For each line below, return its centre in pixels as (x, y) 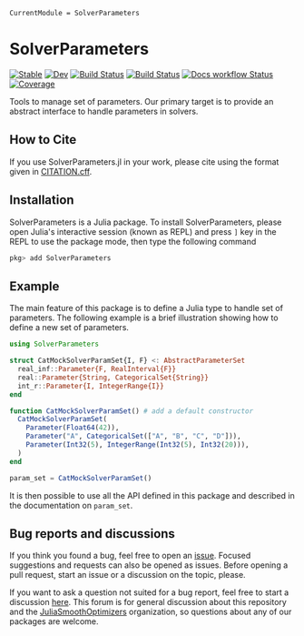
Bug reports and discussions (92, 534)
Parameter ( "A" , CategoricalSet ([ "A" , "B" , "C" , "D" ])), (134, 437)
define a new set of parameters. (69, 328)
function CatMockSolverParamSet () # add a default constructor (132, 411)
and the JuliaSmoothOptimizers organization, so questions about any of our (151, 612)
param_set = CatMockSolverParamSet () (81, 478)
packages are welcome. (54, 621)
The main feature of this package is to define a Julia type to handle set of (147, 308)
